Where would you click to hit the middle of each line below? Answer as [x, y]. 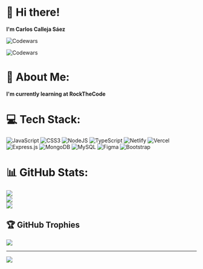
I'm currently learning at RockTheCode [56, 94]
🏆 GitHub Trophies [43, 225]
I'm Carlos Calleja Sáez [36, 29]
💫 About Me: [38, 77]
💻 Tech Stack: [43, 120]
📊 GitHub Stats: [47, 173]
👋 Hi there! [33, 12]
